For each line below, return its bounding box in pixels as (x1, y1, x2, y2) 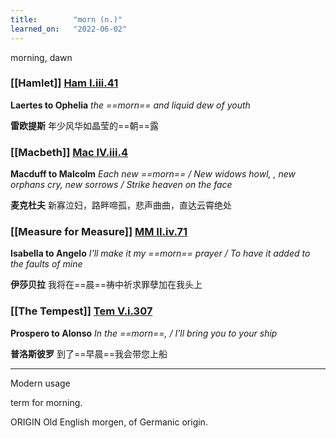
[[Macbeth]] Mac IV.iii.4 (10, 145, 128, 159)
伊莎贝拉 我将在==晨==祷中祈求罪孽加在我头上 (10, 279, 203, 291)
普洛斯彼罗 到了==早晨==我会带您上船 (10, 347, 168, 360)
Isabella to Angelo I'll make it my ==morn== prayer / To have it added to (10, 247, 311, 260)
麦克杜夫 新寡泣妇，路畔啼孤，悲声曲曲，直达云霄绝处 (10, 199, 232, 211)
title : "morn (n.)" (10, 14, 123, 25)
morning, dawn (10, 51, 73, 63)
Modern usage (10, 377, 71, 389)
